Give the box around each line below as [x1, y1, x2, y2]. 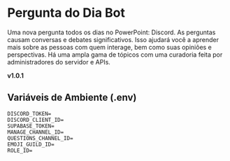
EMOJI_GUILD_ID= [7, 141, 55, 148]
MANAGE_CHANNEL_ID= [7, 128, 64, 136]
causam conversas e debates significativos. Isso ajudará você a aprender [7, 35, 219, 43]
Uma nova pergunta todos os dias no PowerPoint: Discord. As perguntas [7, 28, 216, 36]
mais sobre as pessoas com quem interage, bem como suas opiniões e [7, 43, 212, 51]
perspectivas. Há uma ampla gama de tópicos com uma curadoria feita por [7, 50, 223, 59]
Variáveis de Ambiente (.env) [7, 92, 137, 104]
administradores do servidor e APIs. [7, 57, 110, 66]
